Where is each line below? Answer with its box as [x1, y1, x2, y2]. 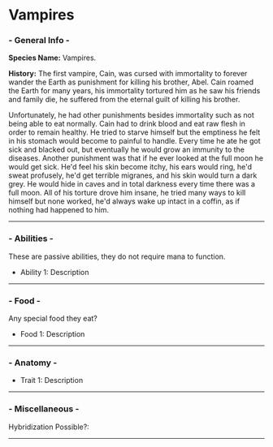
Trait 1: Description [19, 376, 84, 385]
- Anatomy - [8, 357, 58, 368]
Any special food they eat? [8, 314, 97, 324]
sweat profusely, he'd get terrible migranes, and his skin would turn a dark [8, 170, 258, 180]
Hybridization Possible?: [8, 422, 89, 432]
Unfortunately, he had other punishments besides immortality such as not [8, 110, 254, 120]
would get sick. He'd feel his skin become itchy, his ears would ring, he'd [8, 162, 253, 172]
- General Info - [8, 35, 71, 46]
